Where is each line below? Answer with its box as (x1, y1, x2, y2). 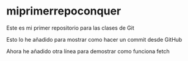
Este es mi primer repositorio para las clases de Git (6, 24, 134, 31)
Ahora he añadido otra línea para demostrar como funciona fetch (6, 47, 170, 55)
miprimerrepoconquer (6, 4, 121, 18)
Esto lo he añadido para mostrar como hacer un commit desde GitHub (6, 36, 183, 43)
